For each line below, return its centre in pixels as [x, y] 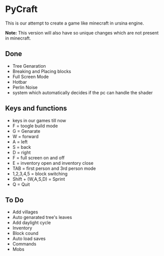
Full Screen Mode [30, 77]
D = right [21, 152]
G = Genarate [26, 131]
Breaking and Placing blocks [42, 71]
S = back [22, 147]
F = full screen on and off [38, 158]
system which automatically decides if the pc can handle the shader [82, 92]
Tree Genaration [29, 66]
